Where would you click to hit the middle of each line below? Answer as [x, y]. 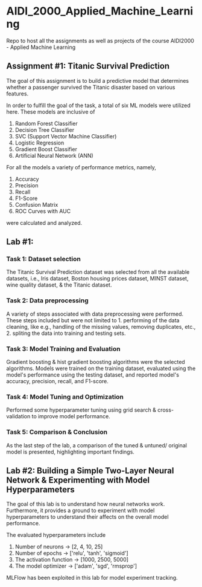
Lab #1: [20, 242]
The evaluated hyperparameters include [56, 535]
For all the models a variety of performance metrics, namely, [81, 167]
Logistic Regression [39, 143]
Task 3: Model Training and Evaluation [63, 349]
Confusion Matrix [36, 204]
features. [17, 93]
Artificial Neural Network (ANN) [54, 155]
